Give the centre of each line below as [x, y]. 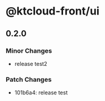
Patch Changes [29, 79]
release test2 [31, 64]
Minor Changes [29, 51]
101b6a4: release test [41, 93]
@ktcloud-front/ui [52, 11]
